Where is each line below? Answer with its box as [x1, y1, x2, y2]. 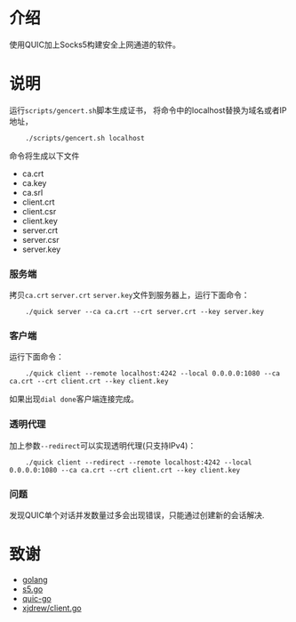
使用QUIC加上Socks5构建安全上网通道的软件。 [9, 39, 180, 50]
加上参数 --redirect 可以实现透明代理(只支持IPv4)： [9, 440, 196, 450]
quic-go [21, 594, 52, 603]
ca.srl [21, 187, 44, 198]
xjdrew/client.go [21, 602, 82, 613]
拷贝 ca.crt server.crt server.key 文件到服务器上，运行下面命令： [9, 290, 251, 301]
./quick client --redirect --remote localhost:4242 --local [25, 457, 252, 467]
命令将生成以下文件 [9, 150, 80, 161]
